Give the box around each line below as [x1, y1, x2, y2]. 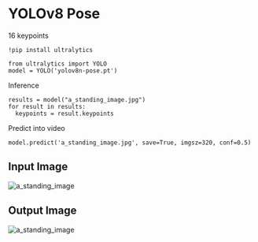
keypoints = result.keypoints [15, 110, 114, 117]
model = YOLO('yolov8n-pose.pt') [8, 66, 118, 75]
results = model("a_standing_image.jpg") [8, 95, 146, 103]
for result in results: [8, 102, 87, 110]
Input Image [8, 160, 68, 173]
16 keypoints [8, 31, 49, 40]
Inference [8, 80, 39, 90]
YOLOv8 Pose [8, 5, 101, 23]
